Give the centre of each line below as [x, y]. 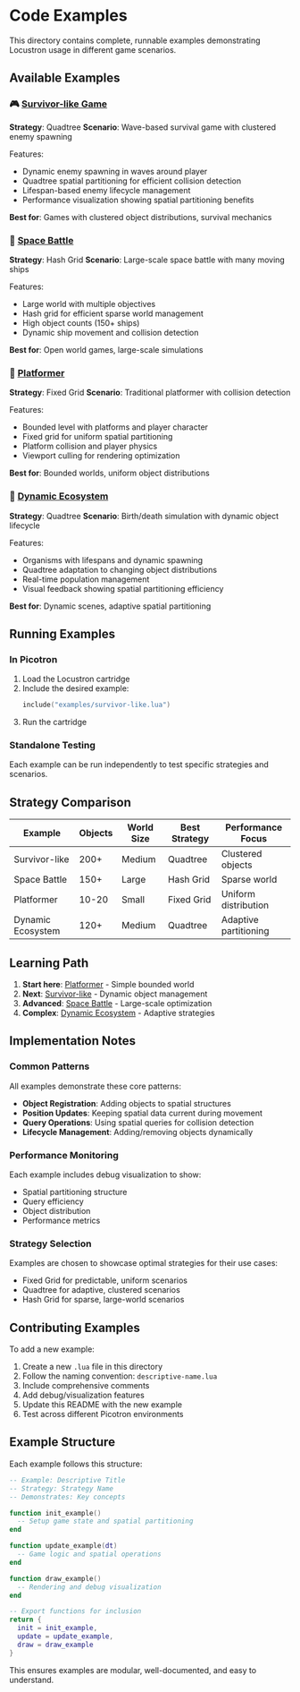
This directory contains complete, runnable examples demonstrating [135, 40]
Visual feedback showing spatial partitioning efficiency [123, 588]
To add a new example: [52, 1349]
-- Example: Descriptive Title [67, 1480]
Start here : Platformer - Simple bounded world [108, 984]
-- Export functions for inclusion [75, 1611]
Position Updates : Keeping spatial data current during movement [142, 1113]
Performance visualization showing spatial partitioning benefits [138, 200]
